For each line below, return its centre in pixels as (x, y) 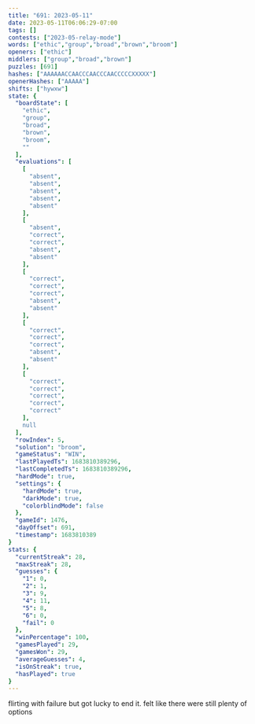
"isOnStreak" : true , (49, 667)
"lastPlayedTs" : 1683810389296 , (68, 462)
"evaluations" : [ (44, 162)
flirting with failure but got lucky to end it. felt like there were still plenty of (128, 704)
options (20, 712)
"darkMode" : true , (52, 498)
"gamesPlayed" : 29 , (47, 645)
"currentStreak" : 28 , (51, 557)
